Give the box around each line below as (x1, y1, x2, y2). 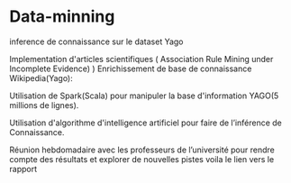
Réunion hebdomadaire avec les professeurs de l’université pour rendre (9, 144, 275, 155)
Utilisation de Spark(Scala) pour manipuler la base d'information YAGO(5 (9, 90, 279, 101)
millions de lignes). (9, 99, 79, 110)
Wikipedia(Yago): (9, 72, 74, 83)
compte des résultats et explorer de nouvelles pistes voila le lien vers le (9, 153, 275, 164)
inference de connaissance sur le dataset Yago (9, 36, 184, 47)
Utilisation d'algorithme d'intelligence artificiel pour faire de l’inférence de (9, 117, 282, 128)
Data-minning (9, 6, 115, 27)
